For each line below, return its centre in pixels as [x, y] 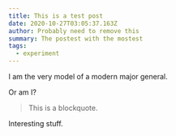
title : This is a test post [56, 16]
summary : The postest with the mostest [76, 38]
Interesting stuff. [36, 123]
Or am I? [22, 92]
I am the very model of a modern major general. [88, 76]
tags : [17, 46]
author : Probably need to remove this [74, 31]
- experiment [38, 53]
